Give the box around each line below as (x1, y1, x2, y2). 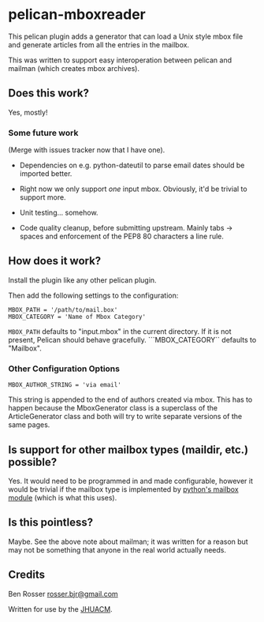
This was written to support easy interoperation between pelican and (8, 55, 232, 65)
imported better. (19, 169, 73, 178)
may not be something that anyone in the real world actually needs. (8, 545, 227, 554)
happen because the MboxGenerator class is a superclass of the (8, 403, 218, 413)
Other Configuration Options (8, 363, 121, 374)
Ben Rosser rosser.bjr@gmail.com (8, 589, 118, 598)
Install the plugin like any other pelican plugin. (8, 275, 157, 285)
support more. (19, 193, 66, 202)
